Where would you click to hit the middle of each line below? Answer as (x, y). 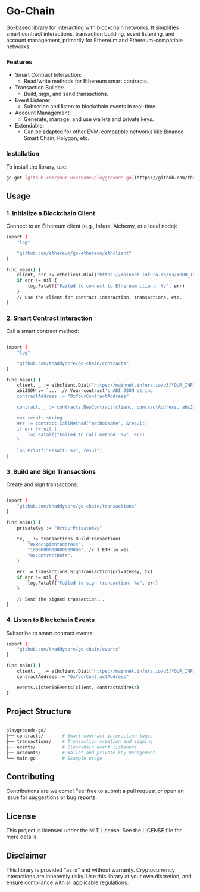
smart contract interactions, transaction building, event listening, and (90, 33)
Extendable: (29, 126)
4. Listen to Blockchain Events (51, 620)
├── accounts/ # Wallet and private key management (81, 753)
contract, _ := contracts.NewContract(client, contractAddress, (98, 407)
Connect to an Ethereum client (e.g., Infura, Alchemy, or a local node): (92, 226)
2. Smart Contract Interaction (49, 318)
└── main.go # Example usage (54, 758)
